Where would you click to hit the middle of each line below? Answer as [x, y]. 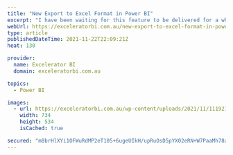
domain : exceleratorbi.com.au [57, 71]
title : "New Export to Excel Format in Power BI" [80, 13]
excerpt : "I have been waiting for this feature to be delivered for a [113, 20]
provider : [21, 58]
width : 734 [35, 116]
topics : [18, 84]
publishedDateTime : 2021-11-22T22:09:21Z [68, 39]
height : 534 [37, 122]
